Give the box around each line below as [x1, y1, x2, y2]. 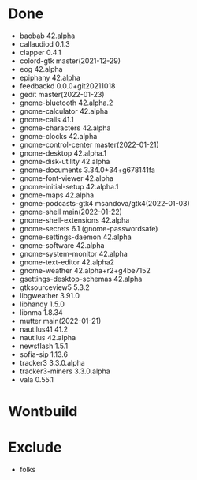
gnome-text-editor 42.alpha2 [19, 257, 115, 267]
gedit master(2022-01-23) [19, 89, 105, 99]
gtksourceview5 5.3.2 [19, 282, 90, 292]
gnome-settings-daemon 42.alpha [19, 232, 132, 242]
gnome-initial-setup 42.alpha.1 [19, 182, 119, 191]
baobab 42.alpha [19, 31, 76, 40]
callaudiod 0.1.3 [19, 39, 70, 48]
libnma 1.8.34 [19, 307, 63, 317]
